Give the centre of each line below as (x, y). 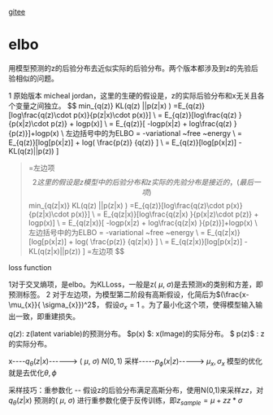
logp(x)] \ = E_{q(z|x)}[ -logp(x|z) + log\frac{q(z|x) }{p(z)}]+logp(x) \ (143, 222)
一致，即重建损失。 (47, 316)
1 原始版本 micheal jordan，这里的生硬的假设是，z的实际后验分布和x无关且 (133, 95)
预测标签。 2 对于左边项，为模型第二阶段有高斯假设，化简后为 (113, 294)
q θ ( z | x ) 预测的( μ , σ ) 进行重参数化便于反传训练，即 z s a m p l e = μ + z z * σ (126, 401)
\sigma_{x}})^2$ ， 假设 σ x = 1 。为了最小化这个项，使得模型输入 (149, 306)
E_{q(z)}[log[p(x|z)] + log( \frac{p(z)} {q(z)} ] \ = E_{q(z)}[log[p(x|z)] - (125, 142)
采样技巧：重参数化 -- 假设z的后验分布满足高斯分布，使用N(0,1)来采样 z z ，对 (136, 390)
